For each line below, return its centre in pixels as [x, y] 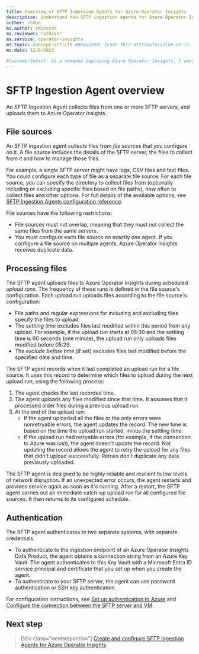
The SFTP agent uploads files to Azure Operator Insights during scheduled [97, 283]
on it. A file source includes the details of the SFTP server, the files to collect [99, 153]
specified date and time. [44, 357]
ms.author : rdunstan [32, 28]
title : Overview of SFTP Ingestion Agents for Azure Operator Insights [96, 12]
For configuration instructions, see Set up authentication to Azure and [91, 599]
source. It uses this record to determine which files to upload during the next [99, 375]
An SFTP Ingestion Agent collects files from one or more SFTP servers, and [98, 107]
